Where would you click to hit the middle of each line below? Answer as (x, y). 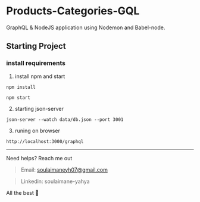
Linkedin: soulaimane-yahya (55, 181)
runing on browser (37, 130)
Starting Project (36, 46)
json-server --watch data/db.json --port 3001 (65, 119)
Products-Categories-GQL (73, 11)
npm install (21, 87)
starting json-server (39, 108)
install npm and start (40, 76)
